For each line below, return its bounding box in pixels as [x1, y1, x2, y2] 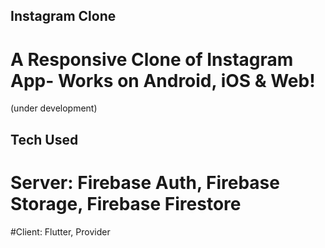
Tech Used [10, 131, 79, 148]
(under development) [10, 102, 98, 114]
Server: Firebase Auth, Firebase [10, 171, 280, 194]
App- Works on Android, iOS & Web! [10, 69, 316, 92]
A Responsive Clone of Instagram [10, 48, 294, 71]
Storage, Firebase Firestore [10, 192, 242, 215]
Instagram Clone [10, 8, 117, 25]
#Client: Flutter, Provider [10, 225, 111, 238]
